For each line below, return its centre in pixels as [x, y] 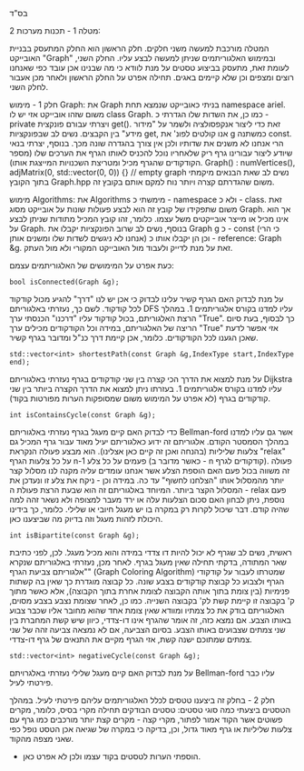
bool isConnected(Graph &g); [64, 282]
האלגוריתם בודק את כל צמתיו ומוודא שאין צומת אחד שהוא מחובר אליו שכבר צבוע [147, 610]
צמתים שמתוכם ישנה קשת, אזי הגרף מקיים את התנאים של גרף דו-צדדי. [131, 639]
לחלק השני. [29, 87]
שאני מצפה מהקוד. [42, 739]
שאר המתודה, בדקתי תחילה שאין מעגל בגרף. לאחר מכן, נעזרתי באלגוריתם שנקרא [148, 562]
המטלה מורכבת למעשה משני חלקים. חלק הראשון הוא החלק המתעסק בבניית [139, 48]
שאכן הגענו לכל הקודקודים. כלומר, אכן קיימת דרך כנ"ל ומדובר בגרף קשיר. [134, 337]
